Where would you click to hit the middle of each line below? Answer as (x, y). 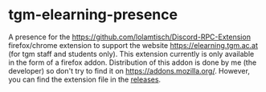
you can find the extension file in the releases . (85, 79)
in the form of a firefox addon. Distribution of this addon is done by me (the (133, 62)
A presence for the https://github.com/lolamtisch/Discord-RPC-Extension (130, 37)
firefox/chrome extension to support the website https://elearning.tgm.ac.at (133, 45)
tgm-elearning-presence (93, 15)
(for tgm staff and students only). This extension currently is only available (131, 54)
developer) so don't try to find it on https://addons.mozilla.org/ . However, (129, 70)
